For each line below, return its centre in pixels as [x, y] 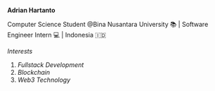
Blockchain [34, 72]
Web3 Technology [44, 80]
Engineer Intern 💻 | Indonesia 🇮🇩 [57, 35]
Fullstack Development [51, 65]
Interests [20, 51]
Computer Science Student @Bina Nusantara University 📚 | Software [108, 24]
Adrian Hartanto [31, 10]
